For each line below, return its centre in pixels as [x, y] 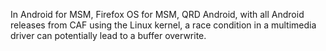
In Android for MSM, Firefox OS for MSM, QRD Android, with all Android [157, 14]
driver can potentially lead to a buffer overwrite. [108, 35]
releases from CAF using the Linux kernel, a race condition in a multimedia [163, 25]
